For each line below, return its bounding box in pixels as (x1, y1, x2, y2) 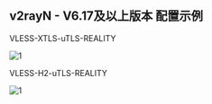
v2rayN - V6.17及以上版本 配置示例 (9, 8, 203, 24)
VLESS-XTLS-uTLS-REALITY (9, 32, 116, 43)
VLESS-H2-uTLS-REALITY (9, 67, 108, 78)
